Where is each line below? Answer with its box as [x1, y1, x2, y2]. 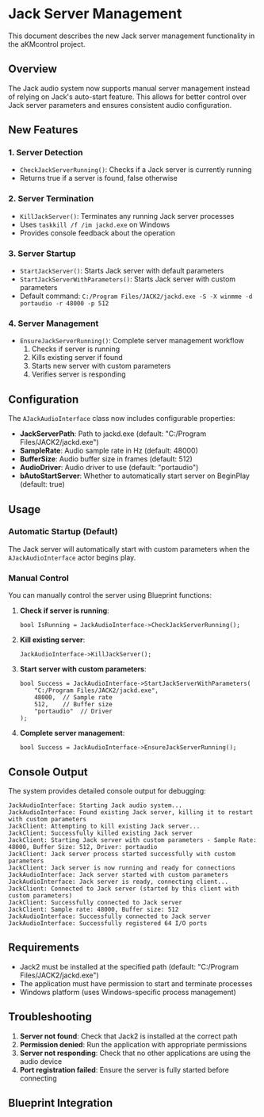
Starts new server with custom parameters [31, 361, 171, 371]
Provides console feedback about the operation [19, 228, 176, 238]
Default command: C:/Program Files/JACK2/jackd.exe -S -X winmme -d [19, 291, 253, 301]
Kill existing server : [19, 635, 86, 645]
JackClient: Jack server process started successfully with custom [8, 850, 236, 858]
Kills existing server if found [31, 353, 123, 362]
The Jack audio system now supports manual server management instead [8, 83, 251, 93]
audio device [19, 1056, 63, 1066]
